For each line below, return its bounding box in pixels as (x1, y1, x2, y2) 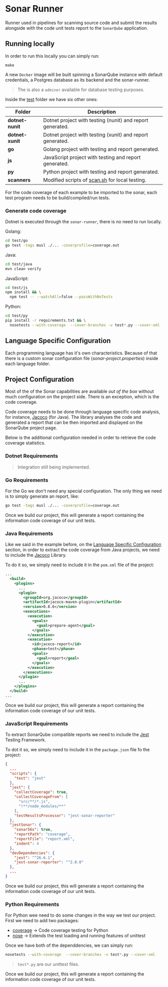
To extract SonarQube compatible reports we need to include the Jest (5, 732, 149, 738)
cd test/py (5, 313, 28, 318)
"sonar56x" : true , (14, 827, 52, 832)
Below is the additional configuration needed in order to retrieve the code (5, 434, 156, 440)
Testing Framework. (5, 737, 46, 743)
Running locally (5, 40, 55, 48)
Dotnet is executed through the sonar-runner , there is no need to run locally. (5, 219, 162, 225)
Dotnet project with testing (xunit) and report (43, 131, 148, 138)
